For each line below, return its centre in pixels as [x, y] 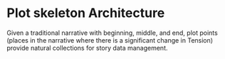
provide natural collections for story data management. [87, 48]
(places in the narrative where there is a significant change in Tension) [110, 40]
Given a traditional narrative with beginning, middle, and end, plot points [112, 33]
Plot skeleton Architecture [86, 13]
